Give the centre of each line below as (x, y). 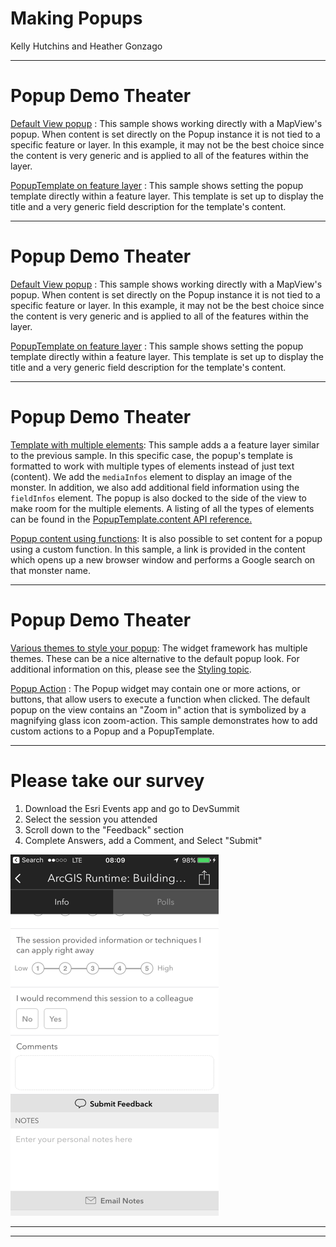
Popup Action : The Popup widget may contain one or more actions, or (155, 688)
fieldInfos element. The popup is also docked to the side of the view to (158, 498)
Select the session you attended (91, 819)
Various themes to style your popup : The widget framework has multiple (159, 648)
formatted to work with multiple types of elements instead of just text (152, 466)
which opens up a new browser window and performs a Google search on (163, 559)
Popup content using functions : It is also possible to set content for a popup (166, 538)
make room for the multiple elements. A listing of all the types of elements (162, 508)
